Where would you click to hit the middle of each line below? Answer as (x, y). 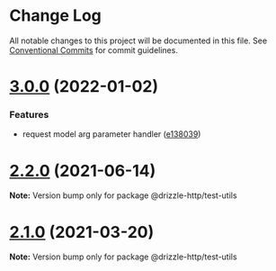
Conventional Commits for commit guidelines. (93, 50)
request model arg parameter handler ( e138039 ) (111, 134)
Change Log (55, 16)
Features (29, 115)
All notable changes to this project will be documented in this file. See (138, 41)
